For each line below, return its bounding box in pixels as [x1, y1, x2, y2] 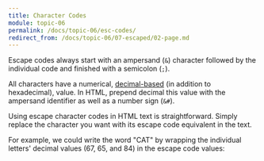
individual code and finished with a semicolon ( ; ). [8, 64, 170, 74]
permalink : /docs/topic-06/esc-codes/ [8, 26, 136, 34]
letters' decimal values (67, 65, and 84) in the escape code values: [8, 144, 225, 153]
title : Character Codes [8, 11, 87, 20]
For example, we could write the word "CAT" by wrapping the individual [8, 136, 242, 145]
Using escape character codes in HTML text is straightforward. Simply [8, 112, 238, 121]
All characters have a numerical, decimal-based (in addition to [8, 79, 212, 89]
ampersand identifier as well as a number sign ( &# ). [8, 96, 175, 105]
